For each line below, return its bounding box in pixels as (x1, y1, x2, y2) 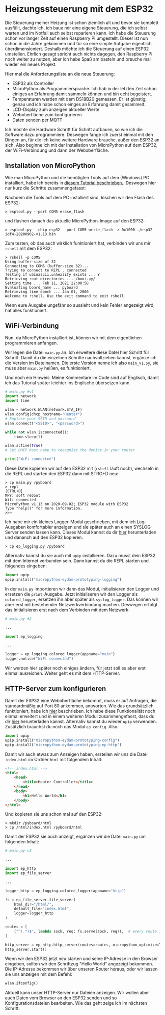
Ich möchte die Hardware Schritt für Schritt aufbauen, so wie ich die (5, 126, 143, 132)
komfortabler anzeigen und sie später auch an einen (27, 524, 133, 530)
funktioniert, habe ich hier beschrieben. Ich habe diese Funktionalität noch (5, 708, 156, 714)
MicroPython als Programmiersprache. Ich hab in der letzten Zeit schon (12, 85, 157, 91)
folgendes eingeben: (5, 563, 47, 569)
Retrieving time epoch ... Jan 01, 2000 (5, 289, 89, 294)
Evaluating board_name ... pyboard (5, 285, 78, 290)
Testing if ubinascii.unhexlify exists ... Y (5, 272, 100, 277)
